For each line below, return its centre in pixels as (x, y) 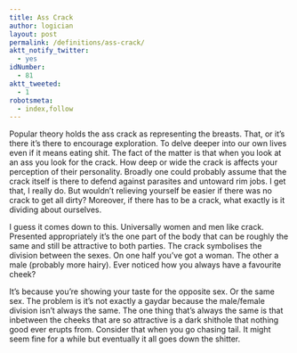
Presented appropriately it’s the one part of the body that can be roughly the (149, 236)
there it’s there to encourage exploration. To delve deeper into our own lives (148, 144)
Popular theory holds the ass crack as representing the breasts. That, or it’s (147, 134)
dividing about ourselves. (56, 209)
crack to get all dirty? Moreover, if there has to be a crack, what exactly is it (147, 201)
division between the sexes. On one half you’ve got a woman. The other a (144, 256)
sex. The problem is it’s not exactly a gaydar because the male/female (137, 301)
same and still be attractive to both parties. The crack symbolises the (136, 246)
